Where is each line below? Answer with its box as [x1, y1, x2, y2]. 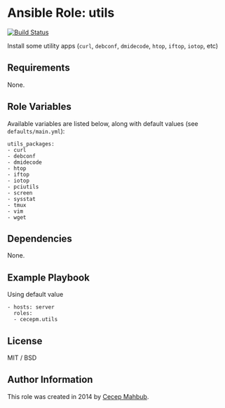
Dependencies [7, 232, 72, 244]
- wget [7, 213, 27, 221]
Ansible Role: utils [7, 5, 115, 21]
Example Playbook [7, 272, 90, 283]
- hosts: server [7, 304, 55, 311]
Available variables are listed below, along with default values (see [7, 119, 198, 127]
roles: [13, 310, 33, 317]
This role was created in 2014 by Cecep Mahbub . [7, 392, 149, 400]
